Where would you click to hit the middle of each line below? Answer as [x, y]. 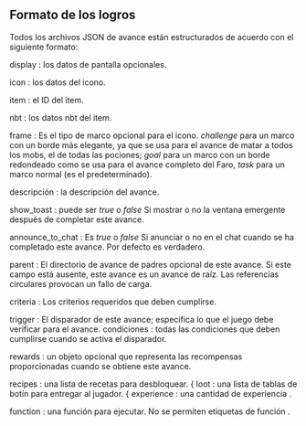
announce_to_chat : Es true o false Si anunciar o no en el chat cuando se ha [152, 237]
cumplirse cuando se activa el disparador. [88, 338]
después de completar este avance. [77, 219]
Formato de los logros [73, 15]
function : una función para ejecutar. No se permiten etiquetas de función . [150, 411]
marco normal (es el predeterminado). [81, 174]
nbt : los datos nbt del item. [61, 117]
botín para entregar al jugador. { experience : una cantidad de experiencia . [151, 393]
